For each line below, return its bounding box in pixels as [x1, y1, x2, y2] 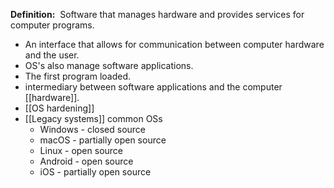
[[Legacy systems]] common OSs [24, 113, 163, 124]
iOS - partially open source [39, 166, 152, 178]
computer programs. [10, 19, 95, 31]
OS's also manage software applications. [24, 60, 194, 71]
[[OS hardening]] [24, 102, 95, 114]
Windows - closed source [39, 124, 147, 135]
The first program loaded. [24, 70, 132, 82]
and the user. [24, 49, 80, 61]
